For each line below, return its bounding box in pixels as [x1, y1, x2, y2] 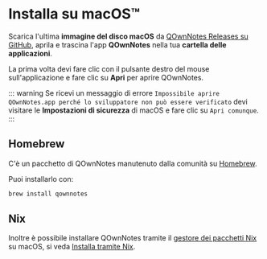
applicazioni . [8, 48, 52, 58]
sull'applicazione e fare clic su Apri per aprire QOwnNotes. [8, 72, 203, 82]
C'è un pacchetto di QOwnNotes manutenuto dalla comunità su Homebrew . [8, 158, 257, 168]
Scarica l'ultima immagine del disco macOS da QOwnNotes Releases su [8, 31, 249, 41]
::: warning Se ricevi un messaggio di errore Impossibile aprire [8, 88, 220, 97]
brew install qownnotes [8, 190, 88, 198]
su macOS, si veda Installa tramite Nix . [8, 242, 136, 252]
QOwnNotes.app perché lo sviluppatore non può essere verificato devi [8, 97, 248, 106]
